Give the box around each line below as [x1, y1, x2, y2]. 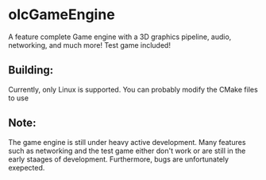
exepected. [8, 162, 45, 172]
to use [8, 93, 29, 103]
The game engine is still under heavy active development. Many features [8, 137, 246, 147]
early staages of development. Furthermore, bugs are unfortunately [8, 154, 229, 164]
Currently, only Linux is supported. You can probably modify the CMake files [8, 84, 258, 94]
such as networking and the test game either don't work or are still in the [8, 146, 246, 155]
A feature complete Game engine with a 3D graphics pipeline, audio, [8, 32, 232, 41]
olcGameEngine [8, 6, 115, 24]
